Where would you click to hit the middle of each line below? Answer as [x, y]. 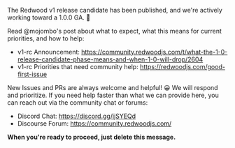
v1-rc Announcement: [49, 52]
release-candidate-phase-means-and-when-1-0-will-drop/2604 [110, 59]
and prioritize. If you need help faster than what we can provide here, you [113, 95]
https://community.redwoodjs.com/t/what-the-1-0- [155, 52]
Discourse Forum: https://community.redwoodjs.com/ [94, 124]
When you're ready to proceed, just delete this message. [92, 137]
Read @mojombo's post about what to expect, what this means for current [115, 31]
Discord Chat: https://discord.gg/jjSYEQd [77, 116]
